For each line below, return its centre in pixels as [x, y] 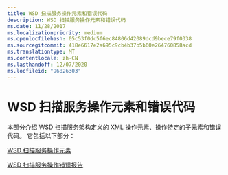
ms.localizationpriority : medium [55, 33]
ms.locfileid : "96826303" [44, 71]
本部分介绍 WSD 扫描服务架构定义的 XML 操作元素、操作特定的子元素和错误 [114, 127]
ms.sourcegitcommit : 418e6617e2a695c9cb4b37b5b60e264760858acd [100, 45]
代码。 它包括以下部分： [41, 136]
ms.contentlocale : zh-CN [43, 58]
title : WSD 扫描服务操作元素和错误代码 [57, 13]
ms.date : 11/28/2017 [37, 26]
